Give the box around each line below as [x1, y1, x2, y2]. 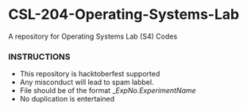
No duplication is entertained [19, 94, 115, 104]
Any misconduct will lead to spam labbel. [19, 77, 154, 87]
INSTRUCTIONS [8, 51, 71, 62]
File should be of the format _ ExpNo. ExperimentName [19, 86, 196, 95]
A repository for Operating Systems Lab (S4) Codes [8, 31, 178, 41]
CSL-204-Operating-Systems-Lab [8, 6, 240, 24]
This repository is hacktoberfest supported [19, 69, 160, 79]
